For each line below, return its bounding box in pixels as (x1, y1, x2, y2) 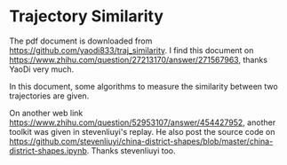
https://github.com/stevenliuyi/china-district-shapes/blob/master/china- (9, 136, 274, 146)
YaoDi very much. (9, 64, 75, 75)
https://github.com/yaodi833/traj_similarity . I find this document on (9, 44, 254, 55)
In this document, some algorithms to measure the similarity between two (9, 81, 278, 91)
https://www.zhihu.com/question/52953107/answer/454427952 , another (9, 117, 276, 128)
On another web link (9, 107, 84, 118)
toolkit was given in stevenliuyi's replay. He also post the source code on (9, 126, 275, 137)
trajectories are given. (9, 90, 90, 101)
